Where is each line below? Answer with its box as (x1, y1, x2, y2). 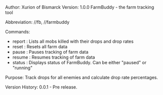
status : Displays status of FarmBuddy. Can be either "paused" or (12, 60, 147, 65)
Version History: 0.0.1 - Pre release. (5, 84, 77, 90)
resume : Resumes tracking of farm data (12, 54, 95, 60)
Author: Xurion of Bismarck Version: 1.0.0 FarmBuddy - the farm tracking (5, 4, 155, 10)
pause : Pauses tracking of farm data (12, 49, 89, 55)
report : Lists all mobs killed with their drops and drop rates (12, 38, 134, 44)
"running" (12, 65, 33, 71)
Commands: (5, 29, 30, 34)
